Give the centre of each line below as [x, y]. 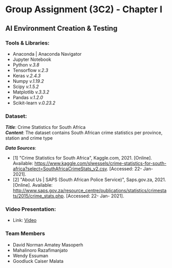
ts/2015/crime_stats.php [38, 196]
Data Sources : [21, 148]
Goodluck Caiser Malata [38, 261]
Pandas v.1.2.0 [28, 97]
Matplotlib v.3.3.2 [31, 92]
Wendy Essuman [30, 255]
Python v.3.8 [26, 64]
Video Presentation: [31, 209]
